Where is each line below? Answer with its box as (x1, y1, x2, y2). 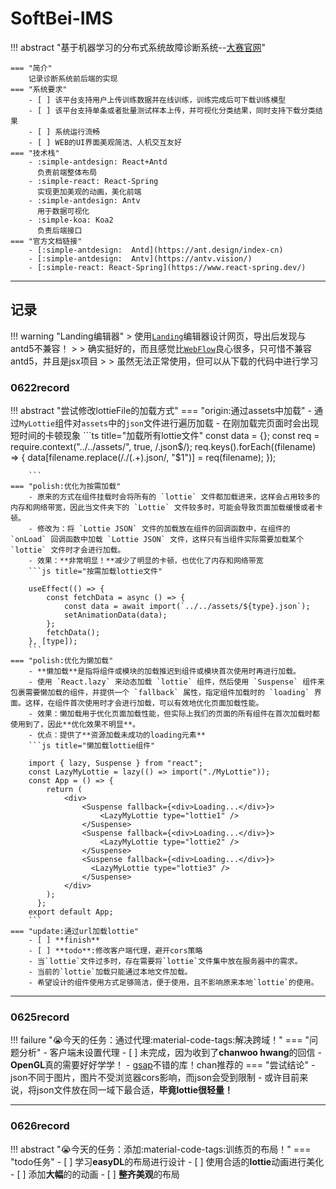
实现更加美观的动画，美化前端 (36, 187, 142, 197)
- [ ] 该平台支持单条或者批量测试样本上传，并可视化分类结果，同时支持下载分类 (28, 105, 316, 116)
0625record (10, 1010, 70, 1024)
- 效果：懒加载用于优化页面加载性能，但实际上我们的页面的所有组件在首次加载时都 (28, 709, 320, 719)
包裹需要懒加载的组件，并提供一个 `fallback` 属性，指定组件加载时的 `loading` (10, 688, 310, 698)
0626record (10, 1119, 70, 1133)
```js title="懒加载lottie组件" (28, 741, 156, 751)
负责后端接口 (36, 225, 83, 236)
